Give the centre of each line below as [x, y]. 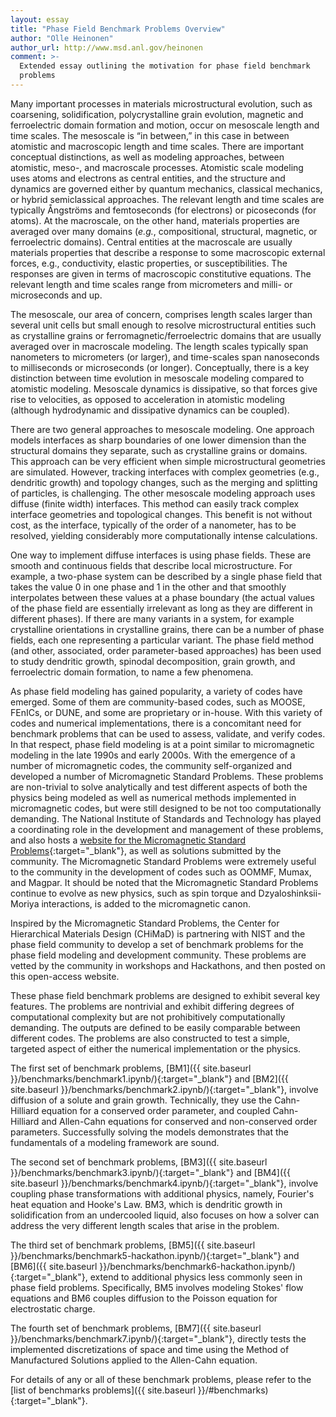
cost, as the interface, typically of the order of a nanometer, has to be [153, 525]
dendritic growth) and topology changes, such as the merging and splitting [164, 482]
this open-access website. [65, 976]
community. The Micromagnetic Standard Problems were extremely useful [163, 861]
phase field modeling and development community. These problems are [158, 955]
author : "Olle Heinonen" [62, 38]
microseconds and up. [56, 295]
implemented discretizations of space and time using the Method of [150, 1349]
